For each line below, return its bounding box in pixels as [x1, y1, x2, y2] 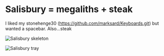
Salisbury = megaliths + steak [5, 4, 133, 15]
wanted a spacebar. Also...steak [5, 25, 72, 31]
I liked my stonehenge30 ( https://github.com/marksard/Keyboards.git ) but [5, 20, 159, 26]
